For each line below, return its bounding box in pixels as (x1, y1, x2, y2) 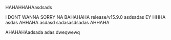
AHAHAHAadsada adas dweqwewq (5, 29, 80, 35)
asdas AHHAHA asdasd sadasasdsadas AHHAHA (5, 20, 110, 25)
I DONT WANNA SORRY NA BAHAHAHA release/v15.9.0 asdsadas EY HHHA (5, 14, 166, 20)
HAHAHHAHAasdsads (5, 5, 52, 10)
